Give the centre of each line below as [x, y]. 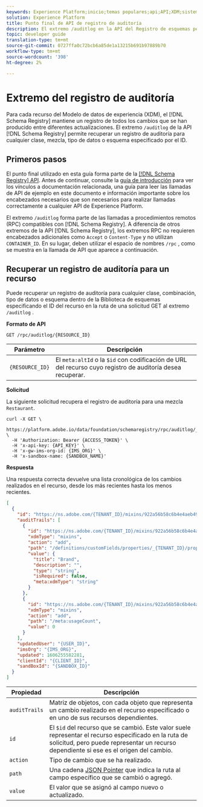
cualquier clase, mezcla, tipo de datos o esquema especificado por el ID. [97, 140]
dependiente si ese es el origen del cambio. [111, 750]
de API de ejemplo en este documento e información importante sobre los [98, 193]
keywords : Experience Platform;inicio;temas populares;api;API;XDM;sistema [104, 12]
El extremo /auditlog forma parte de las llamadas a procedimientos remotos [101, 218]
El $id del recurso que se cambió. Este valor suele [120, 728]
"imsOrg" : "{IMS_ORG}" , [47, 649]
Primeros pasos [37, 159]
